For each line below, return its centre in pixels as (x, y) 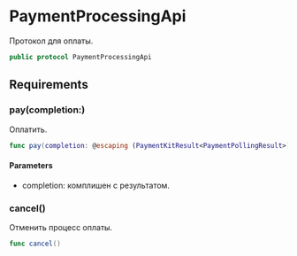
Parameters (31, 165)
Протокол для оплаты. (51, 41)
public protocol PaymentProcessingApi (80, 57)
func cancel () (35, 244)
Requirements (49, 85)
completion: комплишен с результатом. (96, 185)
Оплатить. (28, 129)
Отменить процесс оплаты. (61, 227)
